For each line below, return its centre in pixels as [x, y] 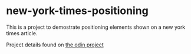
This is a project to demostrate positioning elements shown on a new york [96, 27]
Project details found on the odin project [55, 45]
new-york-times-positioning [77, 11]
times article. [22, 33]
